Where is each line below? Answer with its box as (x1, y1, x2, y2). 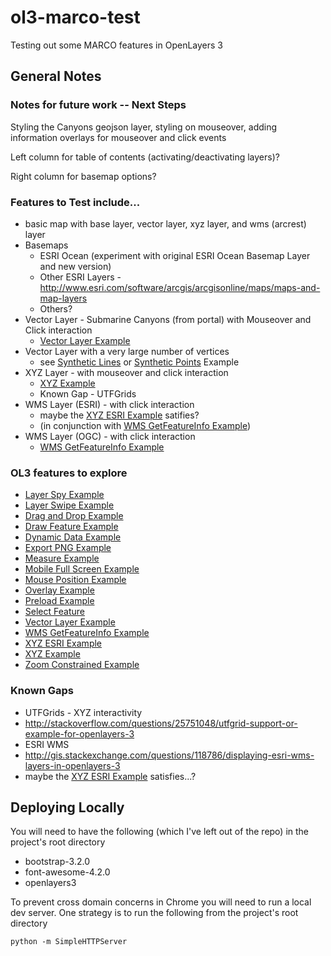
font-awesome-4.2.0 (24, 866, 111, 878)
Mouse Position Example (24, 574, 127, 586)
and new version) (39, 260, 112, 272)
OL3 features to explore (10, 466, 128, 480)
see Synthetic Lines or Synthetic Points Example (39, 356, 240, 368)
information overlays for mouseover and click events (10, 131, 227, 143)
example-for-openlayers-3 (24, 727, 135, 740)
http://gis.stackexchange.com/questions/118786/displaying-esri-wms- (24, 749, 315, 761)
